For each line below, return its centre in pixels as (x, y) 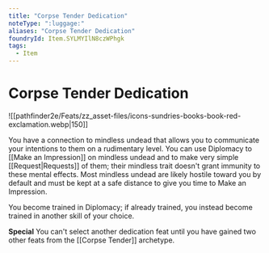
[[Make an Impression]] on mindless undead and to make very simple (124, 157)
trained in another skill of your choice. (71, 216)
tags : (17, 46)
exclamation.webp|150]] (48, 124)
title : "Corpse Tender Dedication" (68, 16)
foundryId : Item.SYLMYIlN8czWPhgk (67, 38)
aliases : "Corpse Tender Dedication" (72, 31)
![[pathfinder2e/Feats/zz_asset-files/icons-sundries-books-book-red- (125, 116)
